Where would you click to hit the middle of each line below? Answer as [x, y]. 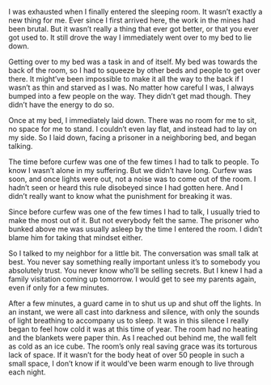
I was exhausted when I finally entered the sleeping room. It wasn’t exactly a [135, 12]
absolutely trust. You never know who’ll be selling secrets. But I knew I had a [135, 271]
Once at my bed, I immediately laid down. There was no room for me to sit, [133, 120]
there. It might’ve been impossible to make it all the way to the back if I [126, 79]
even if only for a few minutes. [59, 288]
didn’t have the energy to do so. [61, 105]
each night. [27, 372]
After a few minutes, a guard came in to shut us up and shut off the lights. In [135, 303]
